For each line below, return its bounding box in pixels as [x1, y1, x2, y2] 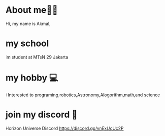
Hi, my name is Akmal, [5, 21, 51, 27]
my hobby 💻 [5, 72, 59, 83]
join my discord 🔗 [5, 109, 78, 120]
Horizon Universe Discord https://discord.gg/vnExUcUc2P [5, 125, 124, 131]
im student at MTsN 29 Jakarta [5, 54, 68, 60]
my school [5, 38, 49, 49]
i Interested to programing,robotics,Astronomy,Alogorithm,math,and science [5, 92, 160, 98]
